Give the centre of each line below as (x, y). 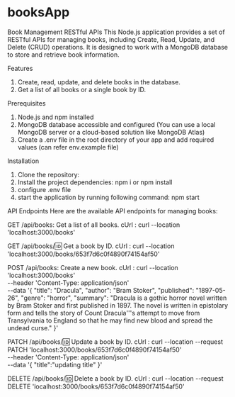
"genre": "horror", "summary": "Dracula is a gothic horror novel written (124, 298)
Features (20, 68)
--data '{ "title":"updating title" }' (55, 364)
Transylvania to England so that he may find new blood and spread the (110, 320)
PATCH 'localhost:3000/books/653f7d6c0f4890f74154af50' (94, 350)
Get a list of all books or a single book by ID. (82, 89)
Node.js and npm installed (56, 117)
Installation (23, 161)
